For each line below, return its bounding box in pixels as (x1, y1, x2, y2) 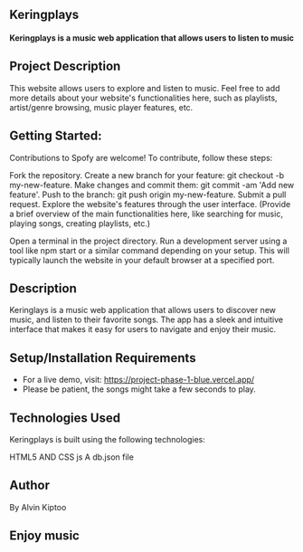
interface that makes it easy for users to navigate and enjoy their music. (9, 324, 277, 335)
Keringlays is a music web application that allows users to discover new (9, 305, 277, 316)
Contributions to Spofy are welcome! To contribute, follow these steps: (9, 152, 273, 163)
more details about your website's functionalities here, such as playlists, (9, 92, 278, 103)
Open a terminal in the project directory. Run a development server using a (9, 235, 288, 246)
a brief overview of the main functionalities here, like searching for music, (9, 208, 283, 219)
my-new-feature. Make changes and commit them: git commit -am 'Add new (9, 179, 295, 190)
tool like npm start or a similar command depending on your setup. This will (9, 244, 289, 256)
